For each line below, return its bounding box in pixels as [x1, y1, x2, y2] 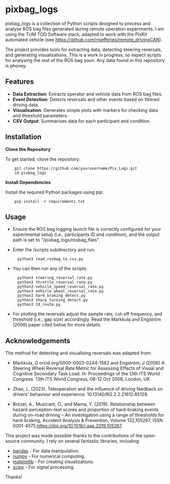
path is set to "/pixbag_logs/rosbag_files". [12, 237, 100, 243]
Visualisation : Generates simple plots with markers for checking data [12, 107, 158, 113]
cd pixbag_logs [14, 170, 47, 175]
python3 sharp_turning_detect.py [17, 297, 88, 303]
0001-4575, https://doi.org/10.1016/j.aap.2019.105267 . [12, 423, 123, 429]
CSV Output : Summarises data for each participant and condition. [12, 118, 151, 124]
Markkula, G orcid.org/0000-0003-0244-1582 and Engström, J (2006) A [12, 360, 165, 366]
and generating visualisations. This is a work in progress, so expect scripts [5, 52, 161, 58]
